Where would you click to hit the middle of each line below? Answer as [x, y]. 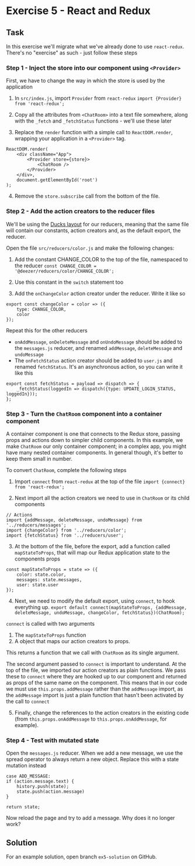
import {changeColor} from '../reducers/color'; [66, 530]
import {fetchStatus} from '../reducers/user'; [65, 535]
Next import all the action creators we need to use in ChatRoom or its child [102, 498]
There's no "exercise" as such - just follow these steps [72, 53]
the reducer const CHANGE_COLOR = [55, 266]
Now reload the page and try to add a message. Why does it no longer [90, 818]
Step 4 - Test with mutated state [53, 740]
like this [24, 373]
